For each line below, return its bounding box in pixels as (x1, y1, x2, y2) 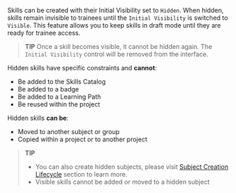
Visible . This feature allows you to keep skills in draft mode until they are (7, 21, 221, 29)
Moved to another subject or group (17, 128, 120, 136)
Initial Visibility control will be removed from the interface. (24, 50, 209, 58)
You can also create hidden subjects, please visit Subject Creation (35, 162, 229, 171)
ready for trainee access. (7, 28, 81, 37)
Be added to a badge (17, 85, 79, 93)
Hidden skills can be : (7, 114, 69, 122)
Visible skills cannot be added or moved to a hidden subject (35, 177, 210, 186)
